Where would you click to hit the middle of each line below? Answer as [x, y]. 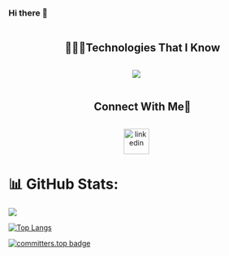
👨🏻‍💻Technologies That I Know [143, 48]
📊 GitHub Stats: [64, 184]
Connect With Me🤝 [143, 106]
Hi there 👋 [28, 13]
